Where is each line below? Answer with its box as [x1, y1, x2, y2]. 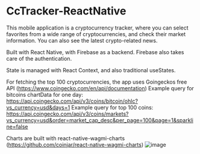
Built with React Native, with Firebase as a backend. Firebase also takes [6, 48, 184, 55]
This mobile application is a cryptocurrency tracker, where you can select [6, 24, 189, 31]
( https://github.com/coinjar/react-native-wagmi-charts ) [6, 141, 144, 148]
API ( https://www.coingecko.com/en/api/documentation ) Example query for [6, 84, 195, 91]
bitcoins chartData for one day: [6, 91, 83, 98]
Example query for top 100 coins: [71, 103, 154, 111]
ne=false [6, 123, 28, 130]
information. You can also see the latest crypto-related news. [6, 37, 158, 44]
